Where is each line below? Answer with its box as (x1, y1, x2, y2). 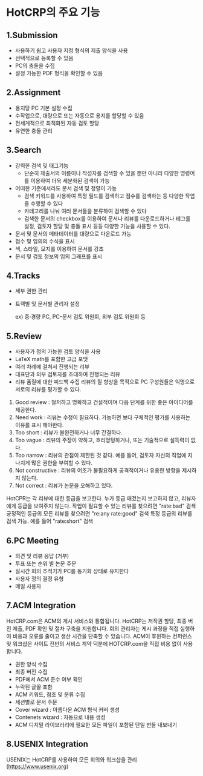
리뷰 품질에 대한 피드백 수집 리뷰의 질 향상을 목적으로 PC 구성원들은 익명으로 (14, 378, 195, 385)
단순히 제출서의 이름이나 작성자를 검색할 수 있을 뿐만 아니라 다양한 (24, 169, 179, 176)
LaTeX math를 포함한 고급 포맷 (14, 356, 88, 363)
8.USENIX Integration (6, 739, 89, 749)
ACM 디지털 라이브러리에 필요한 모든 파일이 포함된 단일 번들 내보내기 (14, 721, 177, 728)
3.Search (6, 145, 42, 155)
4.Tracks (6, 271, 40, 281)
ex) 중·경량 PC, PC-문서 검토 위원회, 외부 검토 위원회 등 (14, 313, 146, 320)
